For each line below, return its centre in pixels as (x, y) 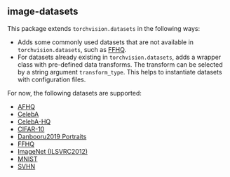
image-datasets (43, 12)
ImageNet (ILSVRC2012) (53, 151)
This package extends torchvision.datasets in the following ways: (104, 28)
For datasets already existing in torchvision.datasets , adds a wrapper (119, 57)
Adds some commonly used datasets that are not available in (106, 42)
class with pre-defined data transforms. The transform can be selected (120, 64)
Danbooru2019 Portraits (52, 136)
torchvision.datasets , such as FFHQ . (72, 49)
